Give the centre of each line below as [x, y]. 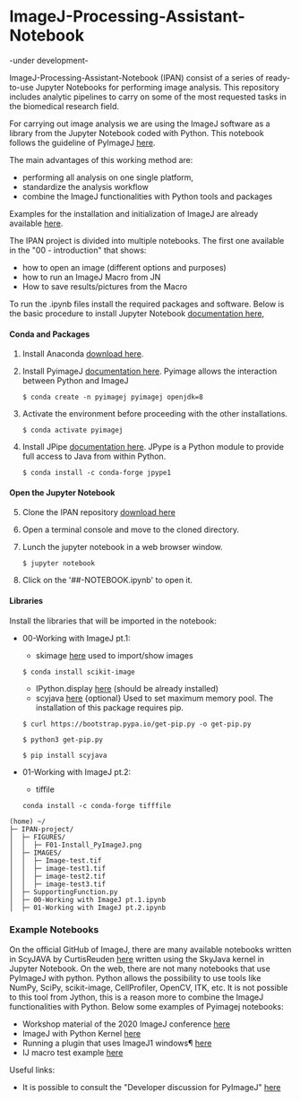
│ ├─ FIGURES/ [38, 837]
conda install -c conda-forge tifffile [97, 805]
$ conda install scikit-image [79, 672]
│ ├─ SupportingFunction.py [64, 892]
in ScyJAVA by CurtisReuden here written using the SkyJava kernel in [137, 959]
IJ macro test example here [73, 1052]
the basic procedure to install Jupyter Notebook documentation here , [137, 313]
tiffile [45, 789]
